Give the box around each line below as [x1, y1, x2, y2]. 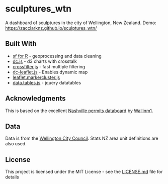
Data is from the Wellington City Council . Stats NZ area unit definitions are [5, 135, 158, 141]
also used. [5, 141, 27, 147]
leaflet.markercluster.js [12, 74, 60, 80]
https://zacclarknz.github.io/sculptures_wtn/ [5, 25, 97, 31]
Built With [5, 40, 37, 48]
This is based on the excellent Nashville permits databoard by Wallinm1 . [5, 108, 153, 114]
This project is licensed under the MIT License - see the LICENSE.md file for [5, 169, 163, 175]
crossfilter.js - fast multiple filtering [12, 63, 86, 69]
